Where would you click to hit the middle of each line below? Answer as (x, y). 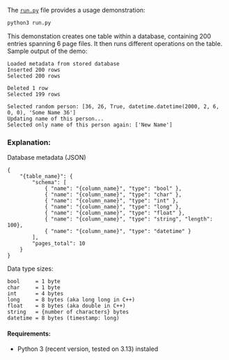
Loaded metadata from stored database (63, 63)
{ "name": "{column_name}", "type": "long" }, (113, 207)
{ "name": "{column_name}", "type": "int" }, (111, 201)
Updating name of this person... (56, 119)
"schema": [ (50, 183)
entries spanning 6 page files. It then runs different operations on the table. (115, 43)
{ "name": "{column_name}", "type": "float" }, (115, 213)
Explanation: (29, 142)
